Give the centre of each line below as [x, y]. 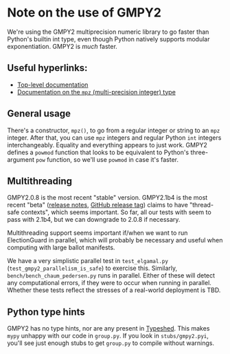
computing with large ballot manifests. [61, 248]
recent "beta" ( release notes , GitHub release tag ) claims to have [98, 205]
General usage [39, 114]
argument [21, 159]
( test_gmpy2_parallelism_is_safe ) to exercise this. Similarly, [92, 268]
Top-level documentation [53, 85]
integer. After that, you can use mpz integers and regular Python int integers [114, 137]
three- [199, 152]
